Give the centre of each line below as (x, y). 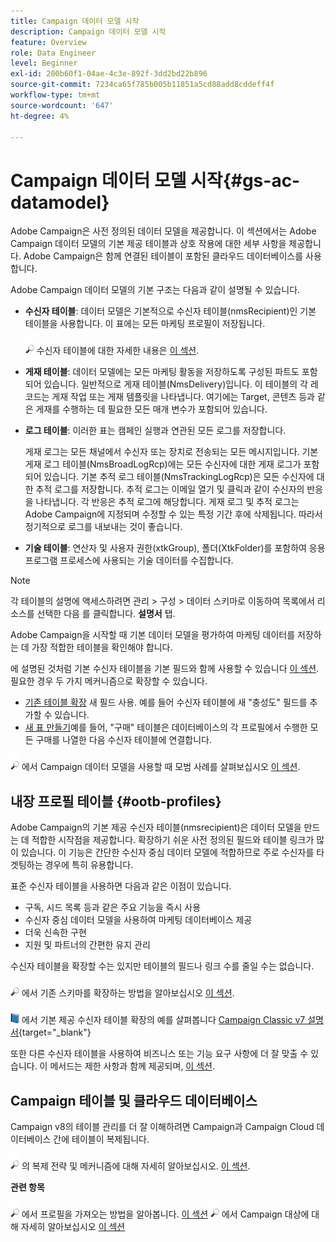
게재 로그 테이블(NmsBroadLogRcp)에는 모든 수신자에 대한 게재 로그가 (163, 464)
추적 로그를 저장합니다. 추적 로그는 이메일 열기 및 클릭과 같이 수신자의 (170, 489)
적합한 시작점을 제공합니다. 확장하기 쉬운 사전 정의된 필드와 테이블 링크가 (173, 840)
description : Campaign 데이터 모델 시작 (88, 31)
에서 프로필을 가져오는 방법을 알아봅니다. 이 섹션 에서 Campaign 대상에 (165, 1214)
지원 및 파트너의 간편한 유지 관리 (87, 945)
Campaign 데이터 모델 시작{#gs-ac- (155, 180)
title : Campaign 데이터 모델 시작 (75, 21)
